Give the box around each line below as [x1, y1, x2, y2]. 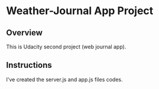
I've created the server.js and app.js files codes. [6, 75, 123, 83]
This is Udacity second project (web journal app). [6, 43, 126, 50]
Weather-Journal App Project [6, 4, 154, 18]
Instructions [6, 60, 52, 70]
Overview [6, 28, 43, 38]
